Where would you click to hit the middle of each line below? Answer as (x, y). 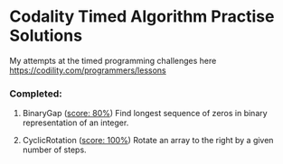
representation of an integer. (75, 123)
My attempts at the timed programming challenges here (113, 60)
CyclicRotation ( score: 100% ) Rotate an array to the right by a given (148, 141)
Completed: (36, 94)
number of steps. (55, 150)
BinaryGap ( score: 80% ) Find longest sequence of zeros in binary (145, 114)
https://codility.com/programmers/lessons (88, 70)
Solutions (46, 36)
